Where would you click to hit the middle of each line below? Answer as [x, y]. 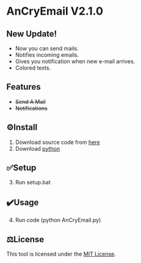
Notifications [31, 108]
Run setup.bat [33, 182]
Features [23, 87]
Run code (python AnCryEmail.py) [58, 220]
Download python [37, 148]
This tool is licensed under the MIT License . [61, 254]
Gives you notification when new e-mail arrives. [75, 61]
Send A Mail [30, 101]
